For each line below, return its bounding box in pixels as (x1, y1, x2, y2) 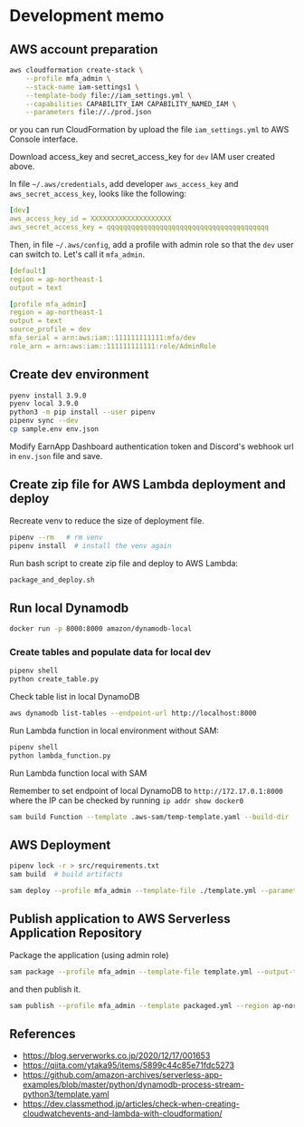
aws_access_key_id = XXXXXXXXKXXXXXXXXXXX (9, 214, 172, 223)
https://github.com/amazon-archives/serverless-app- (22, 1070, 223, 1081)
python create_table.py (9, 675, 100, 684)
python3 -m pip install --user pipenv (9, 407, 156, 417)
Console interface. (9, 133, 79, 145)
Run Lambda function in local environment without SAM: (9, 725, 220, 736)
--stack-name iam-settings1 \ (25, 83, 140, 92)
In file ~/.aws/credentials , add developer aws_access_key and (9, 179, 239, 190)
